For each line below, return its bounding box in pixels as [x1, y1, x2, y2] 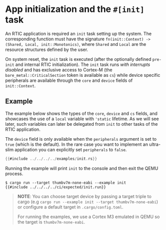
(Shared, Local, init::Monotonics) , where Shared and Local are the [5, 41, 146, 47]
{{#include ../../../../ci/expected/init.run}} [5, 185, 106, 190]
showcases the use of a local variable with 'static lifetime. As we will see [5, 116, 159, 122]
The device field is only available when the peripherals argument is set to [5, 136, 156, 142]
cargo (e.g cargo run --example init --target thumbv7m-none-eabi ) [17, 199, 158, 205]
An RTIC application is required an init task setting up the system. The [5, 30, 151, 36]
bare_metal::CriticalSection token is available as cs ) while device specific [5, 72, 160, 78]
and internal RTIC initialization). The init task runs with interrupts [15, 61, 150, 67]
